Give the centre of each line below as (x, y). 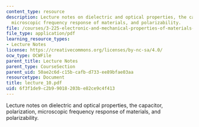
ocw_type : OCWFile (29, 56)
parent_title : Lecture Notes (42, 61)
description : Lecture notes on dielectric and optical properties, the (96, 17)
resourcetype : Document (36, 77)
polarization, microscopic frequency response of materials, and (84, 111)
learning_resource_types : (38, 39)
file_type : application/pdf (41, 34)
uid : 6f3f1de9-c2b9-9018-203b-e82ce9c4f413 (61, 89)
